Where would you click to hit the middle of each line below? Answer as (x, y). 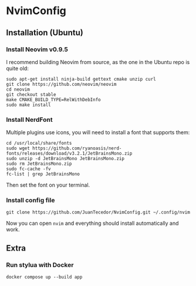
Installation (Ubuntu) (45, 33)
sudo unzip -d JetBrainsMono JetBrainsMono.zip (65, 159)
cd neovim (18, 89)
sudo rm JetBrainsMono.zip (39, 164)
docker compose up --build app (44, 277)
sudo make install (28, 105)
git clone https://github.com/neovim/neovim (61, 84)
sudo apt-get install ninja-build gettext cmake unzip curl (81, 79)
